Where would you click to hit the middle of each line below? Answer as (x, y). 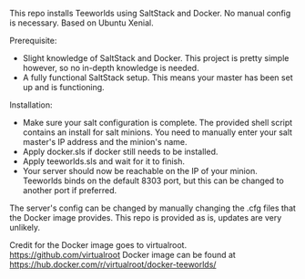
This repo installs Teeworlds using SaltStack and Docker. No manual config (150, 13)
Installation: (31, 105)
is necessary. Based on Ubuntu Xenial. (81, 23)
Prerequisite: (33, 41)
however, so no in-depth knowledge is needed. (111, 68)
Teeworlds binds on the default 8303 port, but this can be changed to (153, 181)
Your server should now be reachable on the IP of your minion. (140, 171)
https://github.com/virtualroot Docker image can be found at (123, 255)
